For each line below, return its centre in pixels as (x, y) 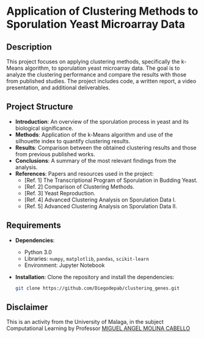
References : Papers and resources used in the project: (84, 173)
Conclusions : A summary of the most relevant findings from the (96, 160)
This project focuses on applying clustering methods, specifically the (93, 62)
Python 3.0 (38, 252)
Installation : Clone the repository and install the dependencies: (95, 277)
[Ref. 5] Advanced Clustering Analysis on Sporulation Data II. (100, 206)
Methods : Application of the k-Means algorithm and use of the (94, 134)
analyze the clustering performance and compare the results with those (97, 74)
